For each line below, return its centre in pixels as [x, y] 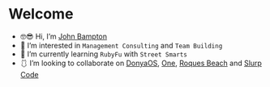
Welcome [41, 14]
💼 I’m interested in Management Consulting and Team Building [121, 45]
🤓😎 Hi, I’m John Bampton [64, 36]
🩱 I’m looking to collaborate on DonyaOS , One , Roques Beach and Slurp [141, 63]
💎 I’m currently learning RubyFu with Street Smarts [104, 54]
